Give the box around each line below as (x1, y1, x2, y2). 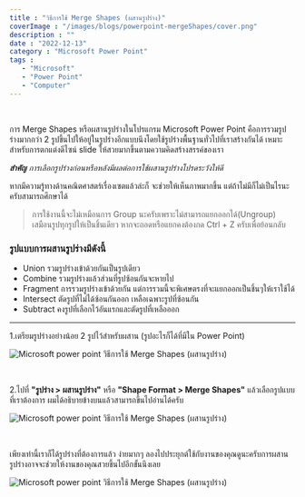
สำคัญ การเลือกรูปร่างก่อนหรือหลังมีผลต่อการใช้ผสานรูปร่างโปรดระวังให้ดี (9, 162, 224, 173)
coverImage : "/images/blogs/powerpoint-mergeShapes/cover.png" (9, 22, 258, 31)
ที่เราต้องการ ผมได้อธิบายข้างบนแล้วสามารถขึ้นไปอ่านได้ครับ (9, 394, 184, 405)
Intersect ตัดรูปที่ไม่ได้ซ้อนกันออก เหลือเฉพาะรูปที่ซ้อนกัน (22, 293, 200, 304)
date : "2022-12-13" (9, 38, 88, 48)
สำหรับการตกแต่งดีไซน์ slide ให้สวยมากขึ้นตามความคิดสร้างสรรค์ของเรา (9, 144, 224, 154)
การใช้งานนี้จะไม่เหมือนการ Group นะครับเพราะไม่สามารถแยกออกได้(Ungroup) (31, 208, 277, 219)
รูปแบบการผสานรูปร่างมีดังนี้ (9, 242, 106, 254)
